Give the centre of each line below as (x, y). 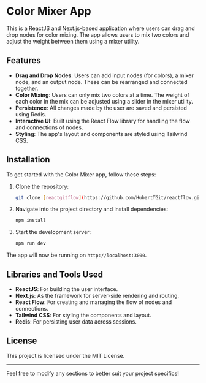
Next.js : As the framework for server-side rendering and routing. (97, 296)
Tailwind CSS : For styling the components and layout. (83, 315)
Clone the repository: (42, 186)
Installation (28, 160)
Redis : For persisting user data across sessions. (76, 322)
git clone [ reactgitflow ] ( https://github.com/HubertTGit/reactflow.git (109, 197)
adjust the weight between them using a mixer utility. (73, 41)
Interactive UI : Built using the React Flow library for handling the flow (102, 121)
